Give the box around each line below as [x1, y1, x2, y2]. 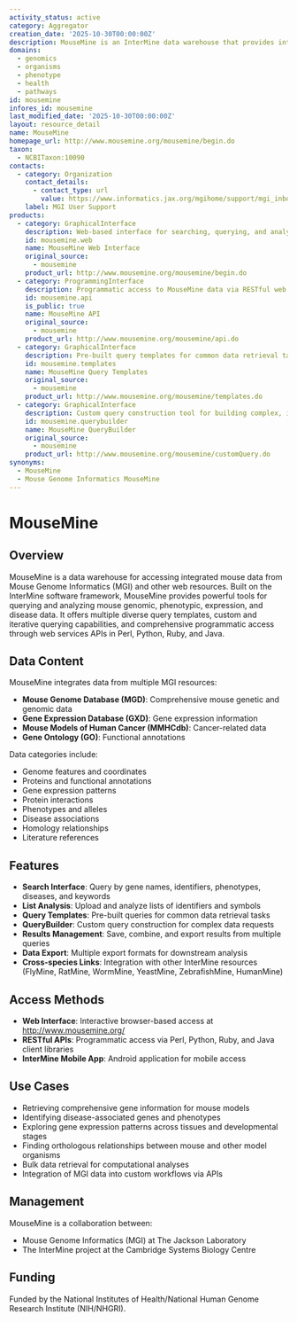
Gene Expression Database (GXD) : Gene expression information [21, 713, 258, 724]
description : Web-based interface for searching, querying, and [25, 227, 267, 236]
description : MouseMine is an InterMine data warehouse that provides [9, 37, 275, 47]
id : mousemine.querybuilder [25, 417, 128, 426]
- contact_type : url [32, 186, 109, 195]
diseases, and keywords [21, 891, 110, 902]
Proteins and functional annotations [21, 776, 152, 786]
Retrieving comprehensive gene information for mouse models [21, 1102, 250, 1113]
